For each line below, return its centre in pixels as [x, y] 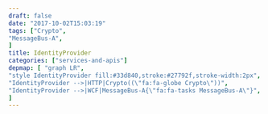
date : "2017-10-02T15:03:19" [57, 23]
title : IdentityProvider [50, 53]
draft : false [30, 16]
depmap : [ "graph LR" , [46, 68]
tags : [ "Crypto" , [37, 31]
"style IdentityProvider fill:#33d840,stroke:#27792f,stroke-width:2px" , [135, 75]
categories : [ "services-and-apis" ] [68, 61]
